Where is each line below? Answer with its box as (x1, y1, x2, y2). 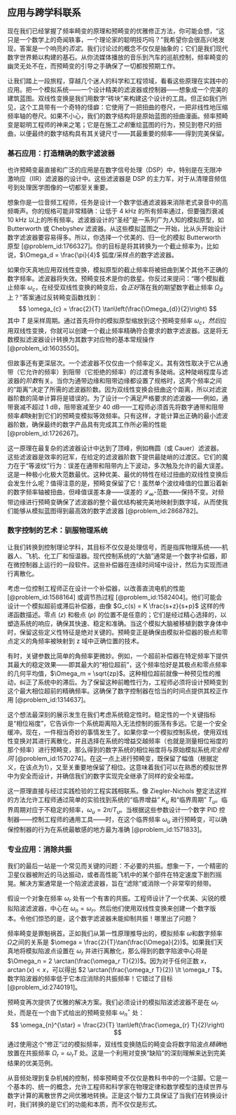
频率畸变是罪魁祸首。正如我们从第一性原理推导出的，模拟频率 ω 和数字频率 (7, 929, 223, 938)
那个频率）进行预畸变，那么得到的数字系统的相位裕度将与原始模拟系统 (7, 745, 210, 754)
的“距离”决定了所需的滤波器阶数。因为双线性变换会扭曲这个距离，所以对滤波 (7, 385, 228, 393)
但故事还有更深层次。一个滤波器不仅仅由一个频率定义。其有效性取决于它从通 (7, 358, 228, 367)
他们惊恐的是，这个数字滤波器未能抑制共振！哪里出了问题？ (25, 914, 197, 923)
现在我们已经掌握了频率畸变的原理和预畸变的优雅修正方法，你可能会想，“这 (7, 27, 225, 35)
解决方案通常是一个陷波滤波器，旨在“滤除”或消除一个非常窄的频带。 (19, 879, 216, 888)
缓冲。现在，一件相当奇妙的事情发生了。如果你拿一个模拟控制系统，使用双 (7, 728, 222, 736)
